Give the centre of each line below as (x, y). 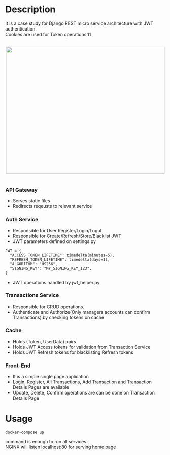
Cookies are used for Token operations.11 (48, 34)
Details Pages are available (41, 387)
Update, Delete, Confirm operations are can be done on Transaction (83, 393)
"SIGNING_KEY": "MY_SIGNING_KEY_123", (51, 268)
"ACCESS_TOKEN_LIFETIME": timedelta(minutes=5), (62, 255)
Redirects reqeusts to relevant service (52, 206)
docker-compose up (25, 432)
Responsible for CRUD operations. (48, 307)
